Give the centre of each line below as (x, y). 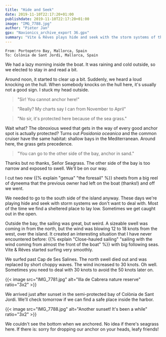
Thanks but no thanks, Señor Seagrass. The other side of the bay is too (78, 163)
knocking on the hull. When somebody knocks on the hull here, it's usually (81, 84)
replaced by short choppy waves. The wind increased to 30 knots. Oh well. (81, 264)
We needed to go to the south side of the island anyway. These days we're (81, 198)
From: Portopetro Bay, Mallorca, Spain (46, 51)
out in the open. (21, 214)
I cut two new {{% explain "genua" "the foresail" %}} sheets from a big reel (82, 178)
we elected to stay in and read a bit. (41, 69)
